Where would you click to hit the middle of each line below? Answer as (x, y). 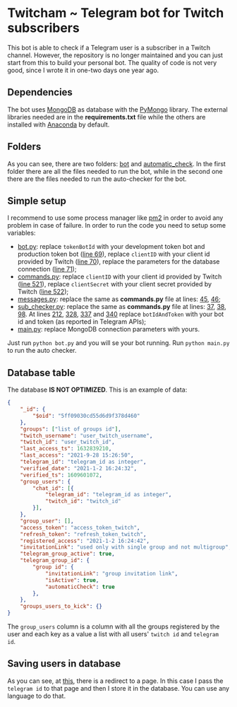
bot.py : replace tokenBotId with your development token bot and (111, 247)
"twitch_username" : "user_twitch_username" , (86, 436)
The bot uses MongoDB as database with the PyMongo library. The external (117, 109)
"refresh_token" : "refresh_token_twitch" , (83, 534)
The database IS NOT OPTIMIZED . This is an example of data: (97, 390)
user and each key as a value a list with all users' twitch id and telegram (113, 634)
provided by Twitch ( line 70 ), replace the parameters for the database (119, 262)
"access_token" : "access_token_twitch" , (80, 527)
